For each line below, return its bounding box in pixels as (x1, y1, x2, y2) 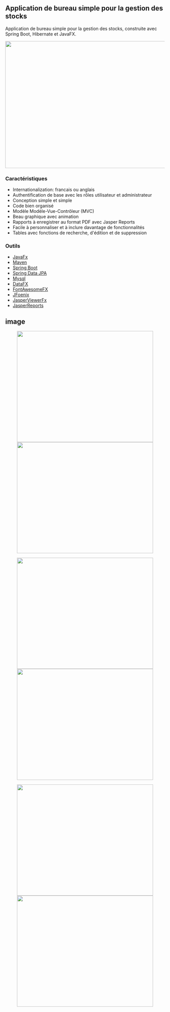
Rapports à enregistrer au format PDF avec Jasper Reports (12, 219, 135, 225)
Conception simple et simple (12, 198, 72, 204)
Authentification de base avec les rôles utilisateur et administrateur (12, 192, 152, 198)
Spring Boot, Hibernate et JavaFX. (5, 30, 77, 37)
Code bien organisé (12, 203, 54, 209)
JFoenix (12, 292, 29, 298)
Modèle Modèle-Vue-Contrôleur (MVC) (12, 208, 95, 214)
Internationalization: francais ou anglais (12, 186, 95, 193)
